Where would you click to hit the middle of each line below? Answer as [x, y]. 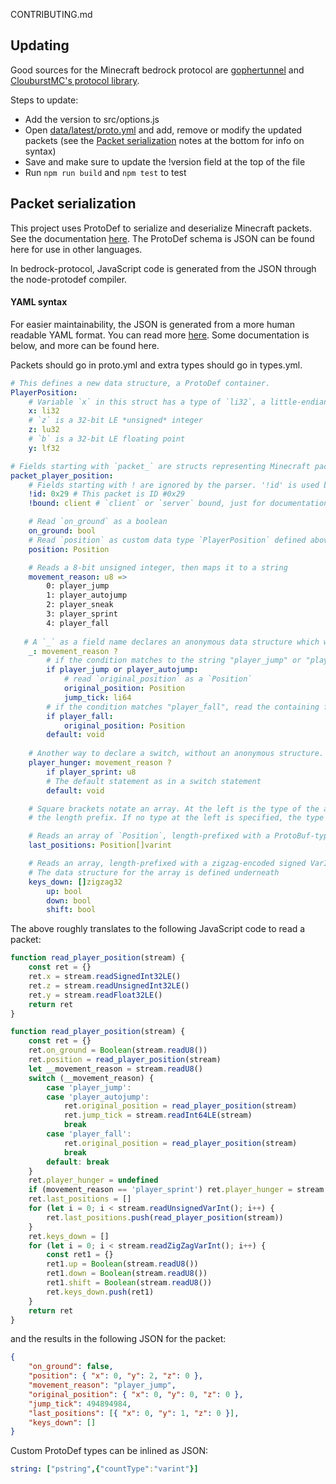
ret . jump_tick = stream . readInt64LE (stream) [158, 1115]
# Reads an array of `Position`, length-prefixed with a [149, 836]
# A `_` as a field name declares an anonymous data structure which [171, 642]
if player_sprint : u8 [91, 772]
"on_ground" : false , [71, 1367]
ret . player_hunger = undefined [93, 1180]
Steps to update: [44, 100]
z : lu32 [44, 430]
